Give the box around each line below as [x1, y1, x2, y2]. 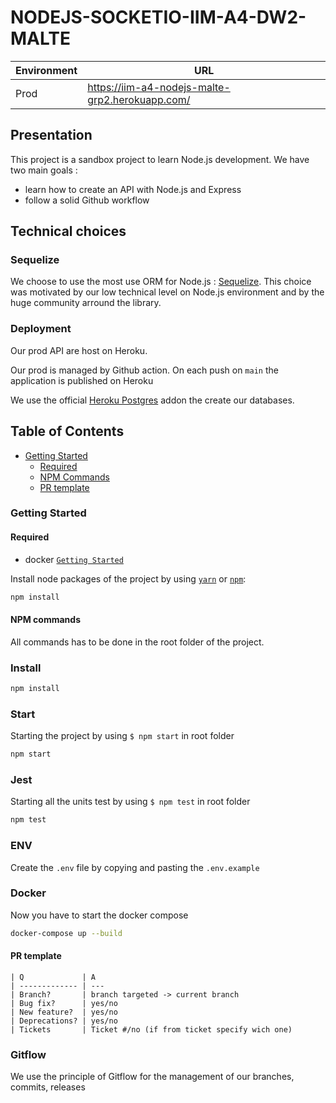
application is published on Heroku [10, 374, 154, 386]
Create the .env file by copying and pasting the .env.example [10, 861, 260, 873]
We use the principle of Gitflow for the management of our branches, [10, 1071, 295, 1083]
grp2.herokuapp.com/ [87, 92, 191, 106]
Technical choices [10, 223, 127, 240]
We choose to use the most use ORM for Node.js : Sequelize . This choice [10, 276, 312, 288]
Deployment [10, 322, 72, 336]
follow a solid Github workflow [24, 194, 150, 206]
